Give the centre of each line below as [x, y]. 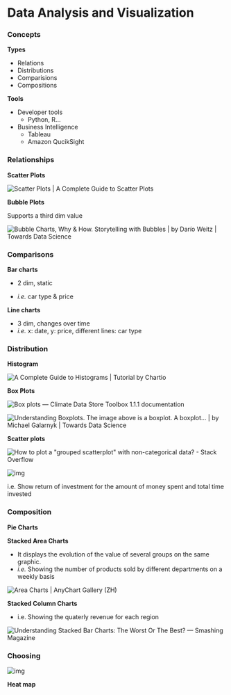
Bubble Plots [26, 202]
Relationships [31, 160]
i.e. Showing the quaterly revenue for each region [88, 616]
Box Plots [21, 391]
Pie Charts [23, 527]
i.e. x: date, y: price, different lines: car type [79, 331]
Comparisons [31, 254]
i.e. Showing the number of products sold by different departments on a [120, 569]
